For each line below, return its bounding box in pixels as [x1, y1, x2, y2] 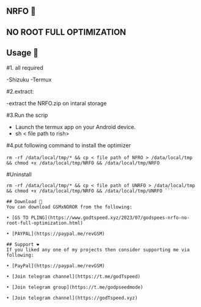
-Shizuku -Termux [6, 76, 52, 83]
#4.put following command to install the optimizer [6, 141, 131, 149]
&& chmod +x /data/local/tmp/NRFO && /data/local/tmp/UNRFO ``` [6, 188, 174, 194]
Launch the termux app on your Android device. [15, 123, 136, 130]
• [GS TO [6, 215, 29, 221]
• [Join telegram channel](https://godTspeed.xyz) [6, 295, 138, 301]
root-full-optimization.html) [6, 220, 84, 226]
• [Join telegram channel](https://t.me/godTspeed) [6, 273, 141, 279]
